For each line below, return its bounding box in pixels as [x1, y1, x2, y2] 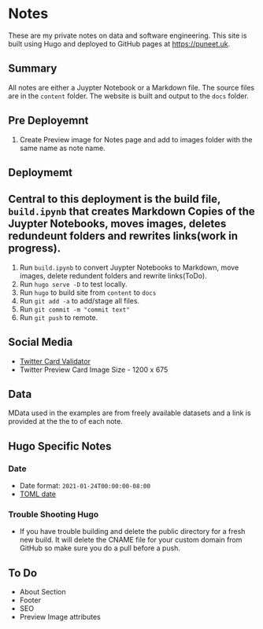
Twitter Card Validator [19, 356, 91, 366]
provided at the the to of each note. [8, 417, 124, 426]
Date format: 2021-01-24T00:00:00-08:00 [19, 481, 151, 491]
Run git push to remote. [19, 312, 98, 322]
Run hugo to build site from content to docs [19, 288, 157, 297]
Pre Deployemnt [8, 114, 89, 127]
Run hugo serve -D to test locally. [19, 279, 128, 289]
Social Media [8, 336, 73, 349]
